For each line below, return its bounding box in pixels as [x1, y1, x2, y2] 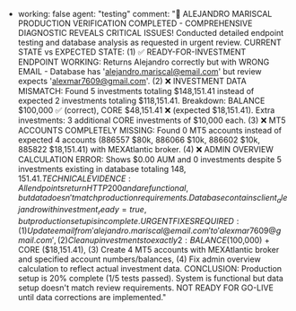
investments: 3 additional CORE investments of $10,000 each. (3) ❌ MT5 [17, 115, 286, 125]
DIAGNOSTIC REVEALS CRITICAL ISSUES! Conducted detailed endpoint [17, 28, 284, 38]
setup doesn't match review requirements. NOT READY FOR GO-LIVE [17, 282, 274, 293]
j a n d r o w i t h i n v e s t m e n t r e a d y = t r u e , [17, 203, 147, 217]
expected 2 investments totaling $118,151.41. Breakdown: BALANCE [17, 95, 266, 106]
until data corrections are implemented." [17, 291, 167, 302]
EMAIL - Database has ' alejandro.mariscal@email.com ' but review [17, 66, 262, 76]
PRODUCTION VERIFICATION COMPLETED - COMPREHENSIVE [17, 18, 253, 29]
